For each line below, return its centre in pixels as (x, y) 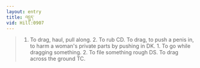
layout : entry (24, 12)
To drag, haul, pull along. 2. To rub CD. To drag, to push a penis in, (112, 40)
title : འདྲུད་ (20, 17)
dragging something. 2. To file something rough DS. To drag (104, 52)
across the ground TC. (58, 59)
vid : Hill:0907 (25, 23)
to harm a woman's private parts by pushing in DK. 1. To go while (110, 46)
